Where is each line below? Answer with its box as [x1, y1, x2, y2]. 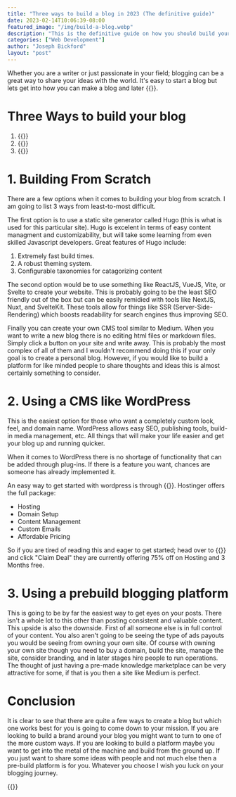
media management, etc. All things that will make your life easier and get [13, 431, 225, 440]
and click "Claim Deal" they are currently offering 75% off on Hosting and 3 [7, 553, 225, 561]
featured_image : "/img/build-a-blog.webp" [7, 23, 133, 30]
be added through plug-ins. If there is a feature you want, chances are [7, 460, 211, 468]
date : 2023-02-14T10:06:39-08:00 [7, 17, 105, 24]
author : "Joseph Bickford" [7, 43, 86, 50]
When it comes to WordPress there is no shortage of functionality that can [7, 452, 223, 461]
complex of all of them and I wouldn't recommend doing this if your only [7, 346, 216, 355]
